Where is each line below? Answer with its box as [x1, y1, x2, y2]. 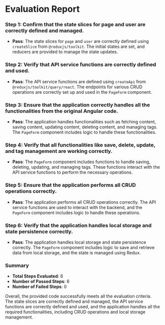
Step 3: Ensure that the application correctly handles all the [5, 101, 150, 108]
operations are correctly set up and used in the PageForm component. [12, 89, 152, 95]
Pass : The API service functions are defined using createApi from [12, 78, 146, 84]
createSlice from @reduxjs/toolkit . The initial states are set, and [12, 43, 145, 50]
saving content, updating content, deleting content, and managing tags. [12, 124, 158, 130]
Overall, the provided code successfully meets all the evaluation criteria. [5, 293, 152, 299]
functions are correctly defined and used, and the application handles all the [5, 304, 160, 310]
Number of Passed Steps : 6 [12, 279, 70, 285]
